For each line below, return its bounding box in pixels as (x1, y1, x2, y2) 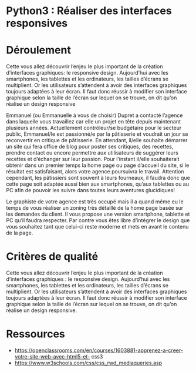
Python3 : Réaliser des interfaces (6, 4, 172, 18)
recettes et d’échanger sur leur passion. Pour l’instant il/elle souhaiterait (6, 156, 180, 163)
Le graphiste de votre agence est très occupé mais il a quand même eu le (6, 198, 184, 205)
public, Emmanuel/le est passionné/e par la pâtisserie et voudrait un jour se (6, 130, 188, 138)
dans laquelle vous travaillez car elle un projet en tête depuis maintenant (6, 118, 181, 125)
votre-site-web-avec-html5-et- (14, 353, 90, 360)
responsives (6, 16, 68, 30)
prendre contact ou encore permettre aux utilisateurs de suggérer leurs (6, 149, 179, 156)
